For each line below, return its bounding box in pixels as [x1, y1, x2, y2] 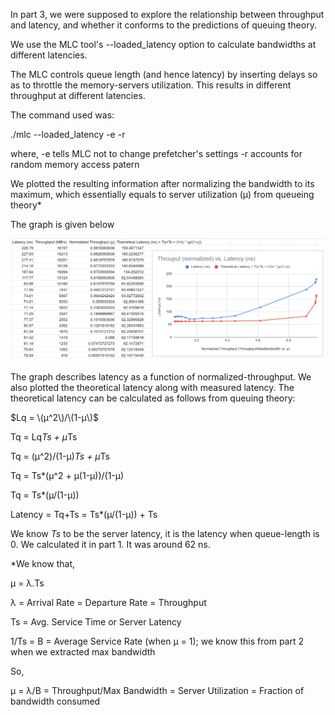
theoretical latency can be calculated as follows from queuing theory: [10, 392, 296, 404]
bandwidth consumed [10, 695, 101, 708]
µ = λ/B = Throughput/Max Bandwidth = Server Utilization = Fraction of [10, 685, 305, 697]
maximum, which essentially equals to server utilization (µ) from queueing [10, 189, 315, 200]
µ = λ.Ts [10, 577, 45, 589]
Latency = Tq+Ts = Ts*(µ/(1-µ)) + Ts [10, 509, 158, 521]
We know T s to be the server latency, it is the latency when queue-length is [10, 528, 320, 540]
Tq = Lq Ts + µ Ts [10, 431, 78, 443]
